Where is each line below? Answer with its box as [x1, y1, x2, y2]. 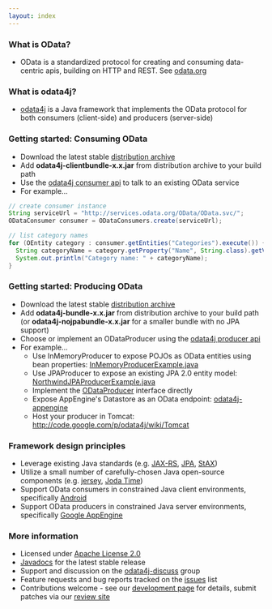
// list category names [8, 232, 89, 240]
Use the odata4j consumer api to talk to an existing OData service [19, 178, 240, 187]
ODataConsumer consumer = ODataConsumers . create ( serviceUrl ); [8, 217, 223, 225]
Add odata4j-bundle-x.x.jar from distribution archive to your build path [19, 307, 259, 317]
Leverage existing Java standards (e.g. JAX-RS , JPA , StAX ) [19, 459, 219, 469]
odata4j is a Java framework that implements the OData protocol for [19, 105, 248, 114]
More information [8, 530, 79, 542]
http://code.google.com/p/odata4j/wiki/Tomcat [32, 419, 189, 430]
